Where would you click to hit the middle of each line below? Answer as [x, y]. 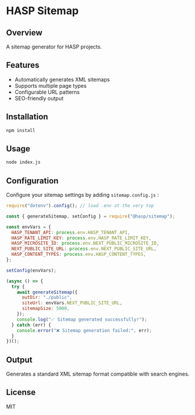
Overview [24, 33]
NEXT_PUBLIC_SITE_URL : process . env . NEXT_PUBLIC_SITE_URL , [84, 249]
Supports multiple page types [51, 85]
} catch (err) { [31, 325]
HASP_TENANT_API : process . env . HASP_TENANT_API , [71, 232]
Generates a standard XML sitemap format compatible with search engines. [98, 374]
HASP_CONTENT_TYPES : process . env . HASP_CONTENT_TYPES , [79, 255]
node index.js [24, 162]
